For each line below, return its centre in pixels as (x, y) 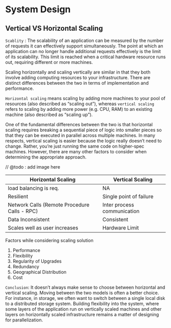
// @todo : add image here (33, 167)
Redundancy (26, 266)
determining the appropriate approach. (46, 157)
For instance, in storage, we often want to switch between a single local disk (85, 298)
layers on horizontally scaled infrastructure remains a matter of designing (82, 314)
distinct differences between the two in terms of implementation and (77, 83)
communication (121, 211)
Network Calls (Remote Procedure (49, 205)
